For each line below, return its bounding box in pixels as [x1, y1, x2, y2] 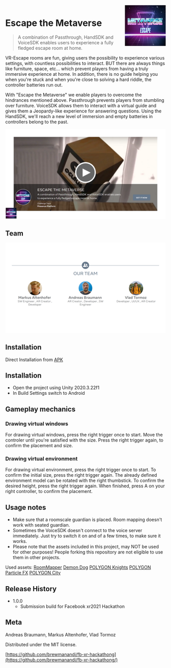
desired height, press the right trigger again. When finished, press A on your [5, 483, 165, 489]
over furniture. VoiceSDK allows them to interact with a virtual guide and [5, 102, 157, 108]
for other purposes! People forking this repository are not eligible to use [12, 549, 163, 555]
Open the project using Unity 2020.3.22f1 [12, 385, 100, 391]
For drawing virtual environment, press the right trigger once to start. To [5, 467, 156, 473]
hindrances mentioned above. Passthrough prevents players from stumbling [5, 97, 164, 103]
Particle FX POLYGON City [5, 570, 61, 576]
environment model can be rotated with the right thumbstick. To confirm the [5, 478, 164, 484]
